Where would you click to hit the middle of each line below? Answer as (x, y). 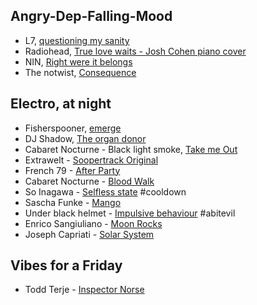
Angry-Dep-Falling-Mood (91, 16)
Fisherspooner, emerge (73, 128)
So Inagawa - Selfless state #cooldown (105, 191)
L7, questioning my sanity (77, 40)
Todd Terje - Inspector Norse (84, 290)
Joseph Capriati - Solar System (89, 234)
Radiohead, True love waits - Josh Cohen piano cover (135, 51)
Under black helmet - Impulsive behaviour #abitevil (130, 213)
